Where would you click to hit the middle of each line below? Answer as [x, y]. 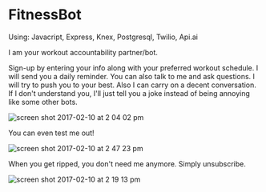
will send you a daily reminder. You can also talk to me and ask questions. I [131, 76]
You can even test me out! [51, 133]
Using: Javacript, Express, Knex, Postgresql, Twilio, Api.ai [103, 37]
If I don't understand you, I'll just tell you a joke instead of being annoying [129, 93]
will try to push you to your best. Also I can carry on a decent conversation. [132, 85]
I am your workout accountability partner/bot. [83, 52]
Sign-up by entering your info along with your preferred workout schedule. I [133, 68]
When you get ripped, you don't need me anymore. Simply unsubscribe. [127, 164]
